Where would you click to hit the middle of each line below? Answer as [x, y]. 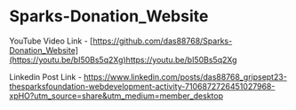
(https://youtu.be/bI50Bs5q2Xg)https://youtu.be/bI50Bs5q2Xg [123, 59]
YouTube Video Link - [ [51, 41]
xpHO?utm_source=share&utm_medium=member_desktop [116, 96]
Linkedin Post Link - [46, 76]
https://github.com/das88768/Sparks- [163, 41]
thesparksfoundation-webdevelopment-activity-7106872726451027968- [142, 86]
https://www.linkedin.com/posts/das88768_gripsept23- [185, 76]
